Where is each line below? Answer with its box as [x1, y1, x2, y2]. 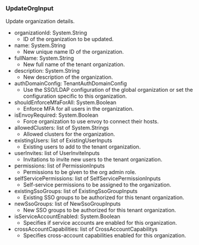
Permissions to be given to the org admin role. [23, 169, 136, 176]
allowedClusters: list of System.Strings [14, 124, 109, 132]
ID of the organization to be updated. [23, 36, 114, 43]
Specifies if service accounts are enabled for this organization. [23, 219, 177, 227]
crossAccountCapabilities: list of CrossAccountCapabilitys [14, 225, 158, 233]
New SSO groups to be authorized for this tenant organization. [23, 207, 176, 214]
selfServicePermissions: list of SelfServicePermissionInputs [14, 175, 161, 182]
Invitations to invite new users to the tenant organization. [23, 156, 163, 163]
